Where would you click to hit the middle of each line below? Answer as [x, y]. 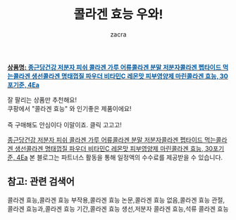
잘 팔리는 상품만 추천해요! [42, 100]
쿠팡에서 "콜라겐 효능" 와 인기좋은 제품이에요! [69, 108]
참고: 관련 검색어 [41, 182]
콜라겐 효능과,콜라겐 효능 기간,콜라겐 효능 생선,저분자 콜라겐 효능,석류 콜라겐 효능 [118, 209]
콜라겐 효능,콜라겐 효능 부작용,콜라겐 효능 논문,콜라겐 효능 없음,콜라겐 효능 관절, [116, 200]
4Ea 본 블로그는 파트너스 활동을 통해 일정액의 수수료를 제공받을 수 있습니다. [120, 157]
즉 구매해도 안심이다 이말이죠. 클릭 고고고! [64, 124]
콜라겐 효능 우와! [118, 14]
